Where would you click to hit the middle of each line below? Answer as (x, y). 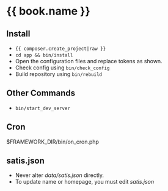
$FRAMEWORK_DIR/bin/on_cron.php (53, 142)
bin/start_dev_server (42, 108)
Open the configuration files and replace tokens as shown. (89, 61)
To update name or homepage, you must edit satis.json (85, 182)
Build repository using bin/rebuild (59, 74)
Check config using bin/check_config (62, 68)
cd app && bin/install (44, 55)
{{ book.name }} (48, 11)
